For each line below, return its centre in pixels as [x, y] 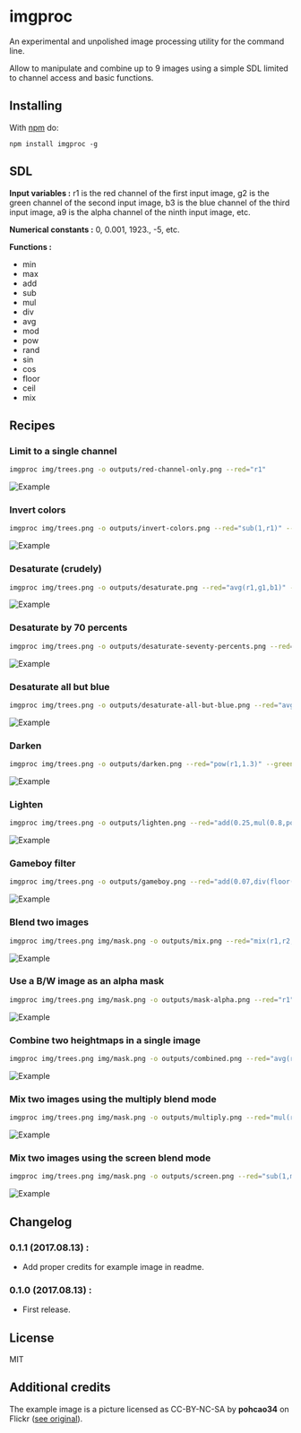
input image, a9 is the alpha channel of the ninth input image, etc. [130, 211]
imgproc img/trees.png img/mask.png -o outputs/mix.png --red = [130, 941]
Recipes [32, 425]
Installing [36, 106]
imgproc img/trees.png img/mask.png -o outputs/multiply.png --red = [140, 1118]
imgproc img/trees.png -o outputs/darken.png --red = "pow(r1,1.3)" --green [152, 764]
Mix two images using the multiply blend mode [113, 1099]
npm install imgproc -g [54, 144]
